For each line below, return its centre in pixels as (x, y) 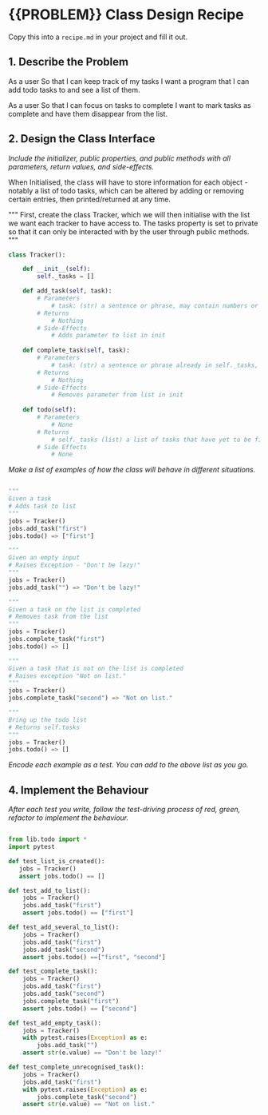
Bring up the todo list (48, 720)
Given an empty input (44, 558)
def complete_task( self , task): (76, 350)
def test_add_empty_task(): (55, 1023)
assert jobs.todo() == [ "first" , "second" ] (94, 957)
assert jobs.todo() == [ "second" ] (80, 1009)
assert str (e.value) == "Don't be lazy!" (92, 1053)
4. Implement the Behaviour (79, 790)
